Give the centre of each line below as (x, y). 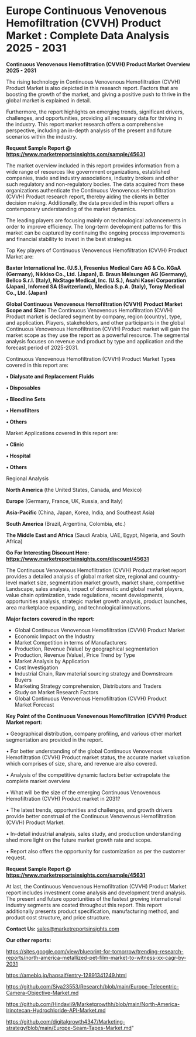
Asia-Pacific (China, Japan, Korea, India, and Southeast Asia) (80, 512)
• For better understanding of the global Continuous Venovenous (84, 751)
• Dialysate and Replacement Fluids (50, 376)
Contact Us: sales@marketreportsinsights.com (63, 929)
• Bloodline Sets (26, 399)
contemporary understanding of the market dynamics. (71, 209)
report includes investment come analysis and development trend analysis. (96, 893)
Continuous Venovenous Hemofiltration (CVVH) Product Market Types (91, 359)
